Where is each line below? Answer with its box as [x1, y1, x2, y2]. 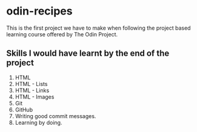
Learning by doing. [15, 119, 62, 126]
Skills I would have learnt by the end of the [6, 48, 170, 59]
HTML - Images [15, 93, 55, 101]
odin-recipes [6, 4, 73, 18]
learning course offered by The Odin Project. [6, 30, 118, 38]
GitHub [15, 106, 33, 113]
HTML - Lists [15, 80, 48, 87]
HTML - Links [15, 87, 50, 94]
